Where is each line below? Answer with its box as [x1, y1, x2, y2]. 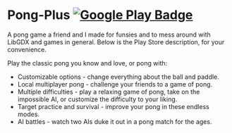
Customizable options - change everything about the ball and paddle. [17, 72, 220, 81]
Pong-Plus [7, 7, 71, 23]
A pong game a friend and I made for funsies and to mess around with [7, 30, 212, 39]
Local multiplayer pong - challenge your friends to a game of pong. [17, 80, 213, 88]
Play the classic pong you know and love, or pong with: [7, 58, 168, 67]
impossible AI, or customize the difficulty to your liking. [17, 95, 178, 103]
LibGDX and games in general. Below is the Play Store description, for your [7, 37, 225, 46]
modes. [17, 110, 40, 118]
